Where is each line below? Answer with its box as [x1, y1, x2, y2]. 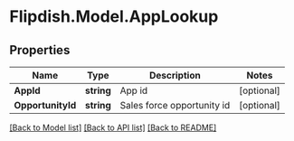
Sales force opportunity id [119, 99, 231, 111]
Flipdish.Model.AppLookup [9, 6, 219, 27]
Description [148, 70, 201, 81]
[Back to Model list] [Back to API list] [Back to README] [9, 122, 217, 133]
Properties [9, 42, 71, 58]
